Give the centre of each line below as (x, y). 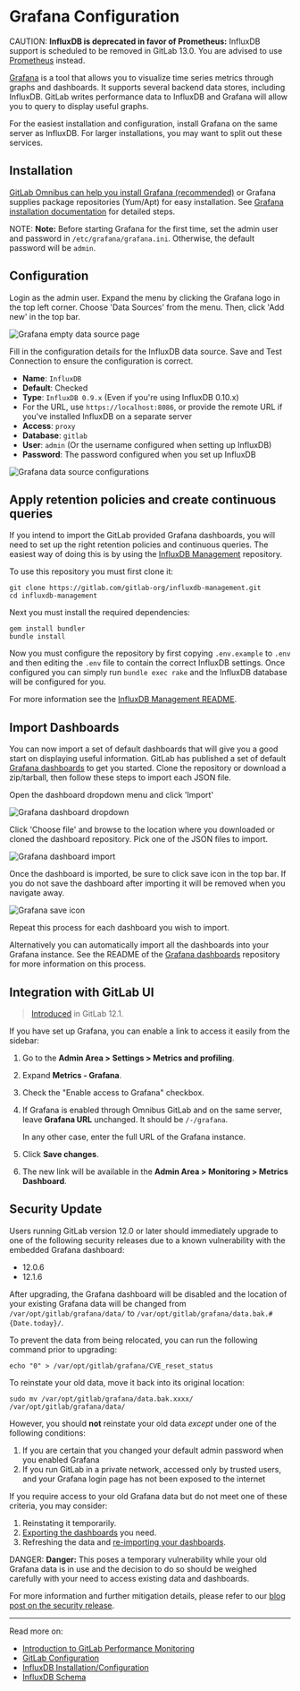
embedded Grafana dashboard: (67, 1249)
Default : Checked (55, 388)
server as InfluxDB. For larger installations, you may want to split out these (146, 133)
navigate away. (37, 893)
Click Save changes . (61, 1154)
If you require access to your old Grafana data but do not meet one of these (148, 1496)
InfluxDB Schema (54, 1677)
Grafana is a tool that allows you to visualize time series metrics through (142, 77)
